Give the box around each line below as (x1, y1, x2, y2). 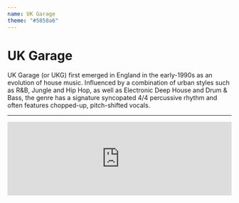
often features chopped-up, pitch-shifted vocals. (7, 101, 151, 110)
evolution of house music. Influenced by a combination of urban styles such (7, 79, 230, 87)
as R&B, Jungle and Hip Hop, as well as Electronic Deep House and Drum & (7, 86, 228, 94)
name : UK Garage (7, 10, 55, 18)
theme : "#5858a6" (7, 17, 59, 24)
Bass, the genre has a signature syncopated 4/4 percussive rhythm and (7, 94, 218, 102)
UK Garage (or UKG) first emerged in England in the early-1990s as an (7, 71, 213, 79)
